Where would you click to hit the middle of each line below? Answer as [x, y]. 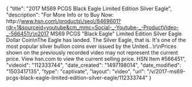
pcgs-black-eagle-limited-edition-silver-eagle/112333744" [77, 78]
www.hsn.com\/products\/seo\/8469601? [71, 21]
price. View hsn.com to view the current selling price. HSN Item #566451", [96, 59]
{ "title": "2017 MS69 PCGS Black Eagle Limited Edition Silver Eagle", [89, 9]
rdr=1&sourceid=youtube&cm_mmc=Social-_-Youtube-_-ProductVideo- [92, 27]
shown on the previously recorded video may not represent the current [92, 52]
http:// [14, 21]
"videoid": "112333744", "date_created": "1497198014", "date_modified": [94, 65]
